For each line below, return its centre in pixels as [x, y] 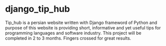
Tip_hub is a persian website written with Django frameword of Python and [81, 23]
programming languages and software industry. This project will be [73, 33]
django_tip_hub [38, 9]
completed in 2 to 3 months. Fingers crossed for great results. [68, 38]
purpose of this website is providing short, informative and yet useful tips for [83, 27]
